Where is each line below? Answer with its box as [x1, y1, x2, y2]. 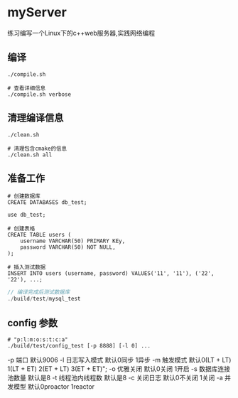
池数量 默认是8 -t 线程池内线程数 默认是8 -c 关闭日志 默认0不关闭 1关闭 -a [7, 373, 224, 382]
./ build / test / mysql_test [7, 296, 81, 303]
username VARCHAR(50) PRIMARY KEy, [20, 237, 126, 245]
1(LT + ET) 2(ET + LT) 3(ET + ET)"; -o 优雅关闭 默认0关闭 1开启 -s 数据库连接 [7, 364, 231, 373]
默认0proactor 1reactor [27, 382, 94, 391]
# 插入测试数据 [7, 264, 46, 271]
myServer [7, 4, 67, 21]
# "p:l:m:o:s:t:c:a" [7, 335, 69, 343]
